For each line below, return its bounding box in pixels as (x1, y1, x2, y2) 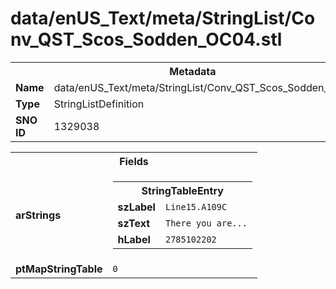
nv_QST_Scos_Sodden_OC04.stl (10, 28, 283, 51)
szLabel (117, 200, 156, 214)
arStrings (15, 208, 62, 222)
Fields (119, 154, 149, 168)
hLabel (117, 232, 151, 246)
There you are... (164, 217, 248, 229)
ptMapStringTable (15, 262, 103, 276)
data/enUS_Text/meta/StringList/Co (10, 7, 316, 30)
